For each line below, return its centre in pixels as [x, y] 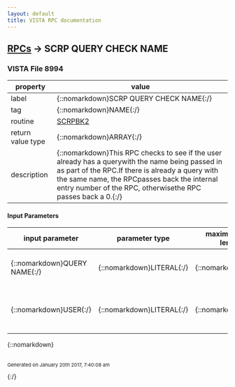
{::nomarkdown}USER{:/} [51, 310]
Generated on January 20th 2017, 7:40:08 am [59, 365]
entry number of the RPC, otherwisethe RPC [129, 188]
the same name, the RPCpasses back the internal [137, 179]
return [21, 133]
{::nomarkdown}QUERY [49, 264]
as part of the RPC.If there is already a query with [138, 170]
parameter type [143, 238]
